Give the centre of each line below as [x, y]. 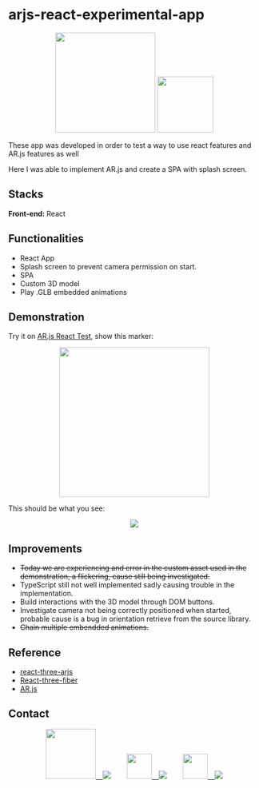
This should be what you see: [57, 508]
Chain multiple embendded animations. [84, 627]
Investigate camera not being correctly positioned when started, [126, 611]
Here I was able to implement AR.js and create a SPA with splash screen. [128, 169]
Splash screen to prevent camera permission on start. [108, 266]
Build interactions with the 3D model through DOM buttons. [117, 602]
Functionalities [46, 239]
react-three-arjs [46, 672]
